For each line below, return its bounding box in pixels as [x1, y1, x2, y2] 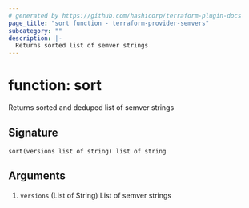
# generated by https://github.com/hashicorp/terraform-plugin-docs [8, 11, 242, 20]
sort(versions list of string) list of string [8, 147, 167, 155]
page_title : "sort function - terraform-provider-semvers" [8, 19, 210, 27]
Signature [8, 126, 58, 140]
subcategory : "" [8, 27, 62, 35]
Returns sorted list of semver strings [15, 42, 149, 50]
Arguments [8, 169, 66, 183]
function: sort [8, 76, 102, 95]
